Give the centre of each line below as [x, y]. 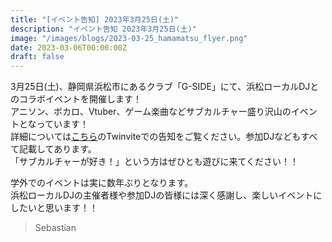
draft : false [37, 57]
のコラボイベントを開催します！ [76, 99]
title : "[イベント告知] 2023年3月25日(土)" [95, 19]
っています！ [62, 124]
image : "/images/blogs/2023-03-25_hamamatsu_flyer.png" [129, 38]
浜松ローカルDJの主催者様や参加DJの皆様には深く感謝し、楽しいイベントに [166, 195]
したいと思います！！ [54, 208]
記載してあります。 [57, 149]
